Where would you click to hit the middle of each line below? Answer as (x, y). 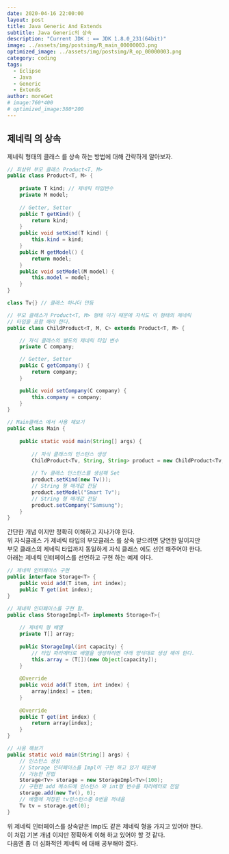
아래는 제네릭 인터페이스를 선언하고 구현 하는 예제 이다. (80, 558)
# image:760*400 (30, 103)
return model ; (52, 259)
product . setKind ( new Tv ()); (71, 480)
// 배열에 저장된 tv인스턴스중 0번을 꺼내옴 (72, 800)
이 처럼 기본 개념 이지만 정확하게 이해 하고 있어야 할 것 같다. (86, 835)
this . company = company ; (67, 397)
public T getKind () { (50, 214)
